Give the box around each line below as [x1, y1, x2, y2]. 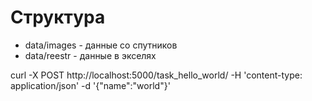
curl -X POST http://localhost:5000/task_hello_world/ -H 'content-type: [10, 69, 303, 81]
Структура [10, 6, 106, 29]
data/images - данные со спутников [24, 39, 178, 51]
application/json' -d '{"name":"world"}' [10, 79, 171, 91]
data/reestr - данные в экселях [24, 49, 157, 61]
